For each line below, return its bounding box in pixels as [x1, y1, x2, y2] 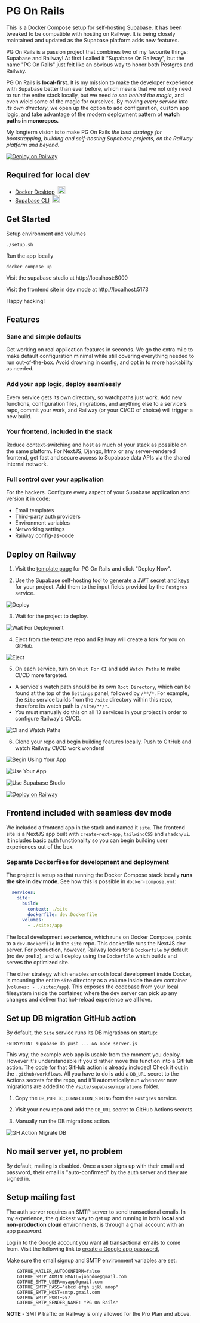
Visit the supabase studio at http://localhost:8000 [6, 274, 128, 281]
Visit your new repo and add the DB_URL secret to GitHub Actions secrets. [14, 1106, 194, 1113]
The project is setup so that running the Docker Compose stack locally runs [6, 871, 193, 879]
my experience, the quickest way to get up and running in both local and [6, 1214, 185, 1221]
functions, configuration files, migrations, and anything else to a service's [6, 400, 187, 407]
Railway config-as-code [14, 532, 75, 539]
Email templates [14, 507, 54, 514]
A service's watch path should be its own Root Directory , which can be [14, 683, 191, 690]
